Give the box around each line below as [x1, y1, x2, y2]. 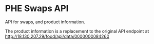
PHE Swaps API [5, 3, 69, 14]
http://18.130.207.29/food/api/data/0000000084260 [5, 33, 110, 39]
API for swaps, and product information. [5, 19, 85, 25]
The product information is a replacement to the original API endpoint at [5, 28, 149, 34]
